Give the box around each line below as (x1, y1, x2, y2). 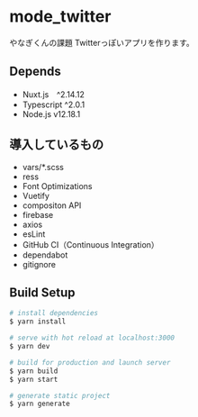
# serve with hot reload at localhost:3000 (9, 333, 175, 343)
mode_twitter (9, 6, 112, 27)
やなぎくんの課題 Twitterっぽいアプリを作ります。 (9, 37, 195, 48)
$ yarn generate (9, 399, 70, 409)
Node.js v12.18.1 (22, 108, 81, 119)
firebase (22, 209, 54, 220)
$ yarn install (9, 317, 67, 326)
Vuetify (22, 190, 49, 201)
